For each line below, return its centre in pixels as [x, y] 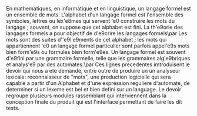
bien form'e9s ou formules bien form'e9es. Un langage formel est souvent [96, 52]
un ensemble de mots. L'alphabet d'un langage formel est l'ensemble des [95, 15]
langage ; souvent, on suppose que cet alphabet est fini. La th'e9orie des [95, 27]
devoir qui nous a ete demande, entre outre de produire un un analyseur [93, 71]
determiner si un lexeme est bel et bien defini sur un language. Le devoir [94, 89]
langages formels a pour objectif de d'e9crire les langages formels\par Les [97, 33]
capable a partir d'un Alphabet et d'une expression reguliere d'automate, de [98, 83]
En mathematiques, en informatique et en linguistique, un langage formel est [98, 8]
